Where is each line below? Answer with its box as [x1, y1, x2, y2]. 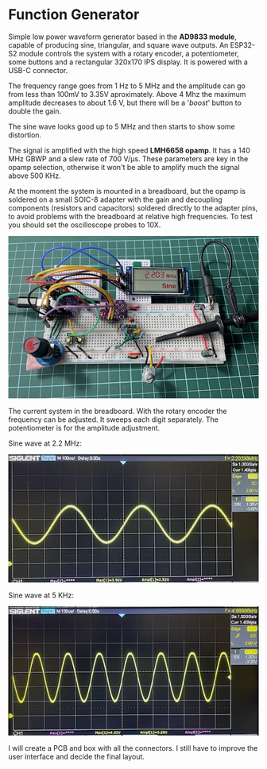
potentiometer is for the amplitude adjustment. [8, 423, 161, 432]
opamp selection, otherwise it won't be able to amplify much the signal [8, 162, 240, 172]
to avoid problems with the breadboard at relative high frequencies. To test [8, 211, 253, 221]
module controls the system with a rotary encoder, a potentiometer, [18, 48, 240, 58]
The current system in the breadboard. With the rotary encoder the [8, 406, 228, 415]
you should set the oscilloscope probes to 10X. [8, 220, 161, 230]
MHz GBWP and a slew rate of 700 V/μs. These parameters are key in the [8, 153, 249, 164]
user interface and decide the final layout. [8, 752, 145, 761]
